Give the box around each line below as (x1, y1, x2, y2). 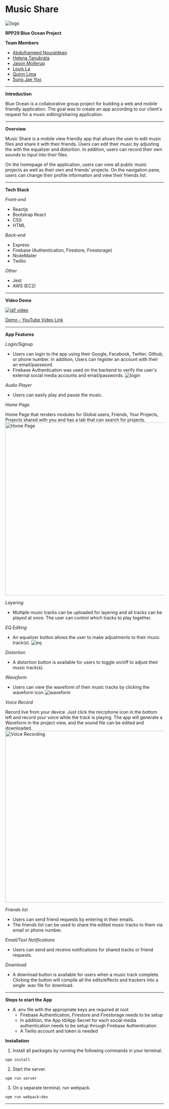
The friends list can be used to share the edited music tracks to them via (12, 921, 163, 927)
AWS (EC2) (12, 282, 36, 288)
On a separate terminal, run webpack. (12, 1084, 91, 1090)
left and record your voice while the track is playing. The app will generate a (5, 714, 162, 720)
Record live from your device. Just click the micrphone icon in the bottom (5, 709, 157, 715)
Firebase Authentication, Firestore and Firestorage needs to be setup (20, 1012, 163, 1018)
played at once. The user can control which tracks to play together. (12, 614, 152, 621)
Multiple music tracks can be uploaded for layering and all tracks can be (12, 609, 162, 615)
